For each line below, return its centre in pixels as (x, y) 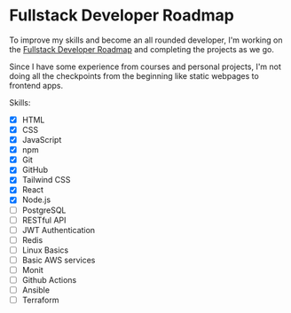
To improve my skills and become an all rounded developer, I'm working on (146, 40)
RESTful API (44, 220)
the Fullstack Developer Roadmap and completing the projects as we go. (142, 49)
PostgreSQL (44, 210)
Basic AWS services (59, 260)
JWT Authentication (59, 230)
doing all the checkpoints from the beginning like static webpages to (134, 75)
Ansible (36, 290)
